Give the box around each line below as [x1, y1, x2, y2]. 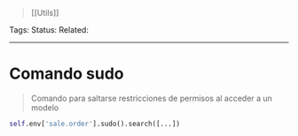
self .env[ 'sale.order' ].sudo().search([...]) [9, 119, 180, 128]
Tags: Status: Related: [9, 25, 89, 34]
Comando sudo [9, 64, 124, 84]
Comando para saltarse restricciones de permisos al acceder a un [30, 93, 273, 103]
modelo [30, 102, 59, 113]
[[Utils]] [30, 8, 59, 18]
